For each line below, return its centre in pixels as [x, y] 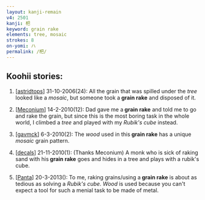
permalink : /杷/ [27, 52]
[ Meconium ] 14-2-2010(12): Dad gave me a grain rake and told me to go [106, 109]
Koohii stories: [35, 77]
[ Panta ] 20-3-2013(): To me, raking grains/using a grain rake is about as [106, 177]
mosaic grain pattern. [42, 140]
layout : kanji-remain [34, 12]
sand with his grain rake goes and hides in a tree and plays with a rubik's [107, 159]
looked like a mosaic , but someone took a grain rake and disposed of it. [106, 98]
